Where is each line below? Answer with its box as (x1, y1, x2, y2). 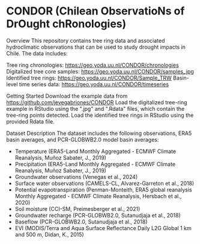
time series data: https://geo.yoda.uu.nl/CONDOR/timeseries (19, 80, 169, 88)
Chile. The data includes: (6, 49, 68, 57)
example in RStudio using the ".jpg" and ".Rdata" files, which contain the (6, 105, 185, 112)
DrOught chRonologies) (6, 17, 127, 31)
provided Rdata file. (6, 117, 55, 125)
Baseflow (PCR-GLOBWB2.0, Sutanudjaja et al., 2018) (14, 218, 148, 225)
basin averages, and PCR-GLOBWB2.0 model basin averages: (6, 136, 159, 143)
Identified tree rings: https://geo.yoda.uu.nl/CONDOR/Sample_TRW (6, 74, 172, 81)
